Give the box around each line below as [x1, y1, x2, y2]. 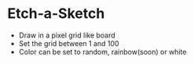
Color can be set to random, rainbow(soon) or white [18, 47, 187, 56]
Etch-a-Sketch [7, 5, 105, 23]
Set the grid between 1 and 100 [18, 38, 119, 48]
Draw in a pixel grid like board [18, 30, 115, 40]
